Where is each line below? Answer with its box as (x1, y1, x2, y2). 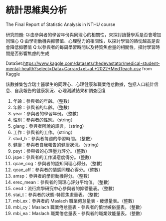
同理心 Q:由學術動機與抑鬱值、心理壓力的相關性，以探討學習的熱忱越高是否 (5, 38, 160, 44)
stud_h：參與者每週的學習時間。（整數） (12, 135, 95, 141)
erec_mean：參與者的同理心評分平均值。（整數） (12, 179, 113, 185)
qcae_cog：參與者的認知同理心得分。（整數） (12, 160, 105, 166)
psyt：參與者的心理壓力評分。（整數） (12, 148, 90, 154)
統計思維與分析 (5, 4, 67, 16)
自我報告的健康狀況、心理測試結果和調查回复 (14, 87, 106, 93)
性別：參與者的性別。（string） (12, 117, 75, 123)
